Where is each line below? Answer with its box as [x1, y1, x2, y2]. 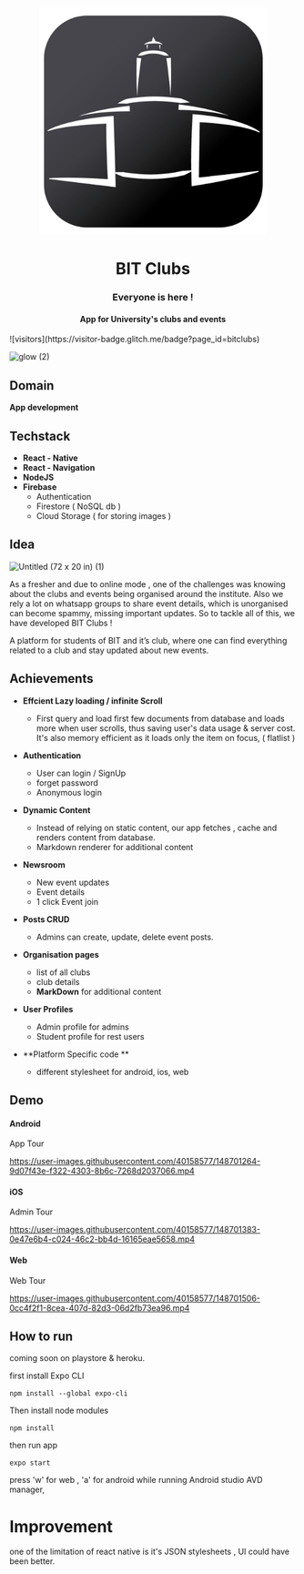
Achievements [9, 671, 94, 686]
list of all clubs [35, 967, 91, 978]
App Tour [9, 1138, 45, 1149]
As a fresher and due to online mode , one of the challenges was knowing [9, 578, 286, 589]
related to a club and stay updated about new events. [9, 645, 209, 655]
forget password [35, 777, 98, 788]
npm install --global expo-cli [9, 1389, 128, 1398]
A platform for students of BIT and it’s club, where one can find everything [9, 635, 288, 645]
